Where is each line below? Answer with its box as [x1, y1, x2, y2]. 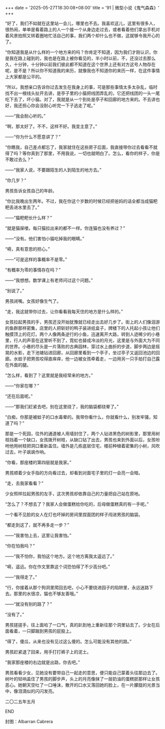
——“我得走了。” [5, 574, 37, 580]
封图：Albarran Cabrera [5, 719, 53, 724]
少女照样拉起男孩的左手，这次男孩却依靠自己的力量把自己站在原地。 [5, 491, 143, 496]
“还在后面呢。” [5, 393, 33, 399]
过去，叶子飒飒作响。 [5, 449, 48, 455]
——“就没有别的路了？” [5, 601, 53, 607]
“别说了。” [5, 288, 25, 293]
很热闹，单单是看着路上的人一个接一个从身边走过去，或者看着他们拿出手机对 [5, 26, 160, 32]
